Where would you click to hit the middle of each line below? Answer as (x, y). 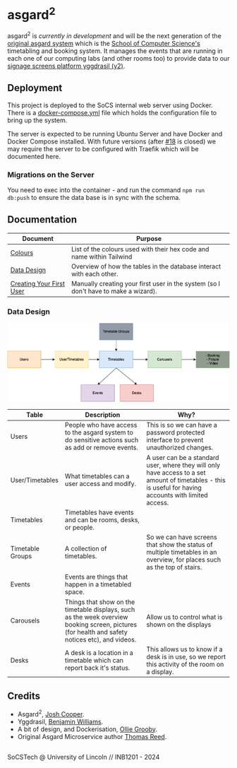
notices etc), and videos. (101, 639)
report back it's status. (97, 668)
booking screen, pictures (101, 624)
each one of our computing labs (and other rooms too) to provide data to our (119, 58)
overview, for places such (184, 560)
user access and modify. (100, 484)
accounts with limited (177, 495)
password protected (176, 432)
